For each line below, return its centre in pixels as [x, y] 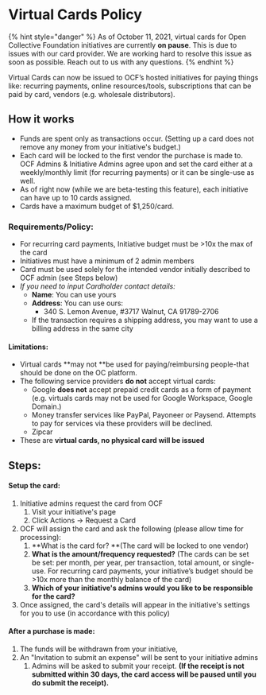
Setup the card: [35, 486]
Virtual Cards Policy [75, 15]
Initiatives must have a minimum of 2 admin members [107, 261]
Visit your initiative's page [74, 511]
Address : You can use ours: [77, 303]
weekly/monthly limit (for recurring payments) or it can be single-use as [137, 172]
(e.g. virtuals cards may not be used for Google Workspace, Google [142, 398]
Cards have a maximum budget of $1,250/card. [97, 206]
